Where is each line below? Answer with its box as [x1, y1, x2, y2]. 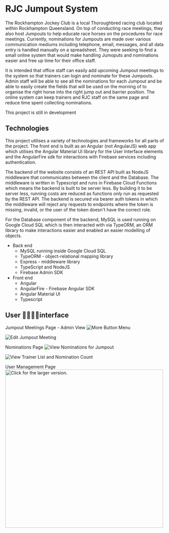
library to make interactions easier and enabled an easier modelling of [5, 227, 150, 233]
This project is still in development [5, 109, 77, 116]
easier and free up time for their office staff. [5, 57, 96, 63]
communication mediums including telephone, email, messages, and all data [5, 41, 164, 47]
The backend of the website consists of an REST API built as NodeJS [5, 169, 149, 175]
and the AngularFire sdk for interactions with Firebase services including [5, 154, 156, 160]
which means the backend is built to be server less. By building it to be [5, 185, 152, 191]
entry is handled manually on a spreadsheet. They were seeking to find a [5, 47, 157, 53]
